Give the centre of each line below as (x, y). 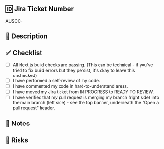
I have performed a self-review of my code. (56, 81)
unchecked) (25, 75)
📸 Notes (18, 123)
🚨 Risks (17, 140)
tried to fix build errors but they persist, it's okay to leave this (74, 70)
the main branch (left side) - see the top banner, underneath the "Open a (86, 103)
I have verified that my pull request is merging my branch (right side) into (86, 97)
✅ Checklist (24, 53)
